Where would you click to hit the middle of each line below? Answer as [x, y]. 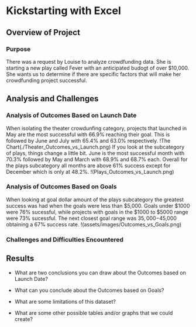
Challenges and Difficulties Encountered [65, 239]
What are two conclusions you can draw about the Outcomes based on [100, 273]
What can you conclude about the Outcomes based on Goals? [89, 290]
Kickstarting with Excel [63, 11]
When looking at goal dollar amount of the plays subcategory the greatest [95, 199]
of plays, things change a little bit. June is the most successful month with [95, 153]
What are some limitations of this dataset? [65, 301]
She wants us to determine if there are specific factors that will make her [94, 74]
